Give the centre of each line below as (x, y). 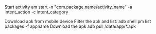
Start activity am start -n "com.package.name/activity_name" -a (69, 7)
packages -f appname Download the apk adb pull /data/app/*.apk (70, 26)
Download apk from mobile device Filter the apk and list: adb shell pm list (78, 21)
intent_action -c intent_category (36, 12)
